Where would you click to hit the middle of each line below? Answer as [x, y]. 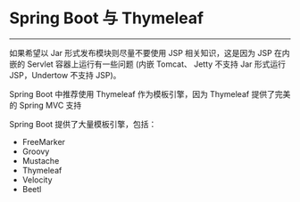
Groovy [36, 151]
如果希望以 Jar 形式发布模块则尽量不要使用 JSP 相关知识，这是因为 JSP [141, 53]
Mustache [41, 160]
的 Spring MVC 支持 [46, 105]
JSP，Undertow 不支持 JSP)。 [65, 75]
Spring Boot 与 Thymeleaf [106, 18]
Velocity [37, 180]
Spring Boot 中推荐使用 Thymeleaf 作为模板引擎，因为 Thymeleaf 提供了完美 [150, 93]
